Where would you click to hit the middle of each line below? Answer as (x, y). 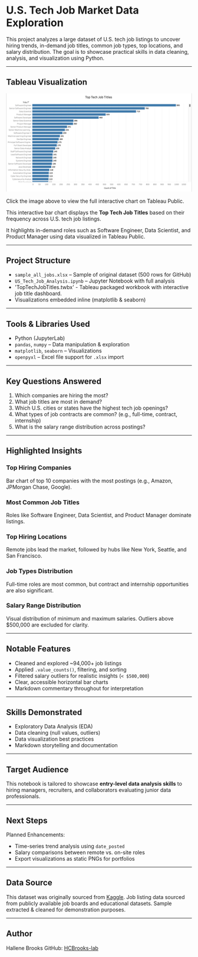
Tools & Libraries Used (48, 324)
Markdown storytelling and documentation (66, 745)
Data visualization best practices (54, 739)
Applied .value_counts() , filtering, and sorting (70, 669)
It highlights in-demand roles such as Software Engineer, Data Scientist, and (98, 230)
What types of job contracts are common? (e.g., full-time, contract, (96, 414)
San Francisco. (24, 556)
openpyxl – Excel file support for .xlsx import (69, 357)
